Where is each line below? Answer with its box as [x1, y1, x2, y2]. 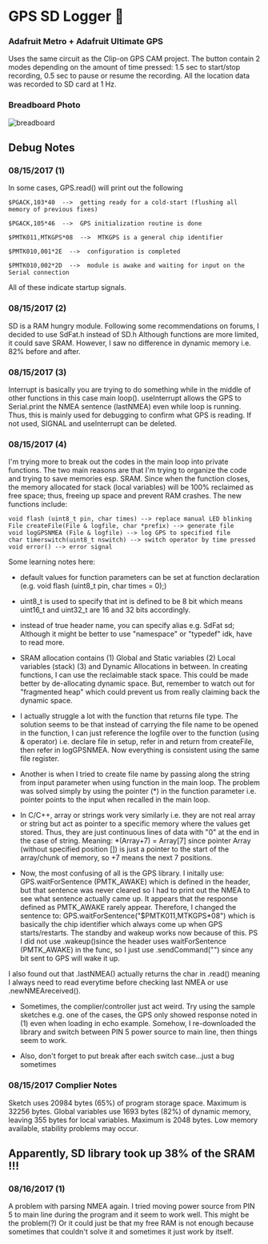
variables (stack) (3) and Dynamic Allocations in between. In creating [19, 662, 248, 671]
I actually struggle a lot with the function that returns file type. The [19, 711, 238, 721]
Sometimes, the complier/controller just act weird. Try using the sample [19, 1001, 256, 1012]
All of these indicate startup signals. [8, 283, 126, 292]
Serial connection [8, 268, 70, 277]
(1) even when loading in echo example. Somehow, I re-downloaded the [19, 1019, 256, 1029]
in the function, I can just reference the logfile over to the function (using [19, 728, 260, 738]
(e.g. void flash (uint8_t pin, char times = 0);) [19, 581, 167, 591]
